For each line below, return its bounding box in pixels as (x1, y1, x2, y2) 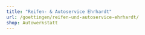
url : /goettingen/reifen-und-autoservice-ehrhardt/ (6, 14, 139, 20)
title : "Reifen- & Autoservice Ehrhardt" (6, 8, 112, 15)
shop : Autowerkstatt (6, 20, 59, 26)
